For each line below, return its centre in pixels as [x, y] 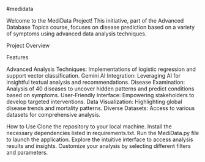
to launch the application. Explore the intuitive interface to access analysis [100, 139]
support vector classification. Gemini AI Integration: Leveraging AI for [94, 75]
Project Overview [28, 46]
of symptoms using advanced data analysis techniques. [76, 34]
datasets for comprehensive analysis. [54, 115]
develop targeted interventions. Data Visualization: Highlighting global [94, 101]
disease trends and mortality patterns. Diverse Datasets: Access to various [101, 108]
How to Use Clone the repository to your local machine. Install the [89, 127]
